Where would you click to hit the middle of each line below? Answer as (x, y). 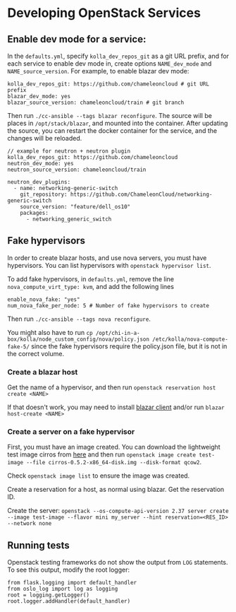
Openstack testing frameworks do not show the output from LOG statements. (118, 563)
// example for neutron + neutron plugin (69, 151)
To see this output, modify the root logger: (69, 570)
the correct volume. (36, 353)
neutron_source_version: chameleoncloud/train (77, 170)
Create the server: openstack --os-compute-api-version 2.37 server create (118, 511)
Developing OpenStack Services (104, 13)
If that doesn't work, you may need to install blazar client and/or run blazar (116, 407)
